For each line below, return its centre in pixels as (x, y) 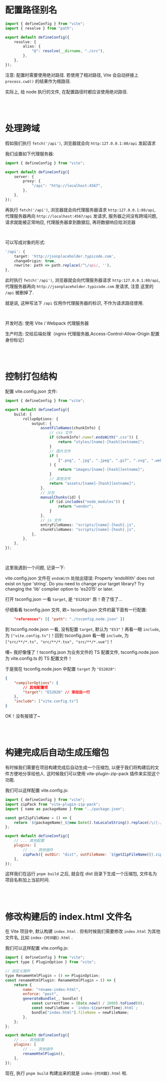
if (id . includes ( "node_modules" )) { (87, 502)
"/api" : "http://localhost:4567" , (67, 186)
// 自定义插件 (18, 971)
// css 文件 (61, 433)
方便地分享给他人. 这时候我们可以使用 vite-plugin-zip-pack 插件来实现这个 (85, 773)
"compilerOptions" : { (36, 683)
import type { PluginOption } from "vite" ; (51, 962)
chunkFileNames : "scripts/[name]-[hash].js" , (88, 529)
